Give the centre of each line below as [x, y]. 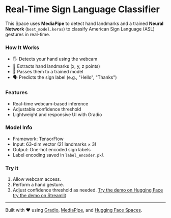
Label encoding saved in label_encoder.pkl [58, 155]
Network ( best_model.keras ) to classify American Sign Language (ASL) [80, 29]
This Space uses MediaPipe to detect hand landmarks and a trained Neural [84, 23]
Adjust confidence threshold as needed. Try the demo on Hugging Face [88, 190]
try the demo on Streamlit [39, 196]
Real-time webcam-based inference [50, 103]
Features [17, 93]
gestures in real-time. [28, 34]
